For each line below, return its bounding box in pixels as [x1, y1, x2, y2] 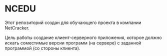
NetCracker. [4, 24, 29, 30]
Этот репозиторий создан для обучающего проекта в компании [4, 19, 141, 25]
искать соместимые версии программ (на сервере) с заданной [4, 39, 141, 45]
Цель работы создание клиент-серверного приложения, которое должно [4, 34, 162, 40]
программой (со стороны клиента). [4, 45, 80, 51]
